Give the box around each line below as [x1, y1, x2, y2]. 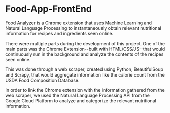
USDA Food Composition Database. [5, 77, 80, 83]
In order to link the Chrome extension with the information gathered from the [5, 87, 165, 93]
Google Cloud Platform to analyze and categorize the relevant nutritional [5, 97, 156, 104]
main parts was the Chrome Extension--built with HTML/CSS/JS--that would [5, 46, 165, 52]
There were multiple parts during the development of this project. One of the [5, 40, 165, 46]
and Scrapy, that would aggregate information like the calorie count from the [5, 71, 165, 78]
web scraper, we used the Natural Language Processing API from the [5, 92, 150, 98]
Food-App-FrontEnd [5, 3, 92, 15]
